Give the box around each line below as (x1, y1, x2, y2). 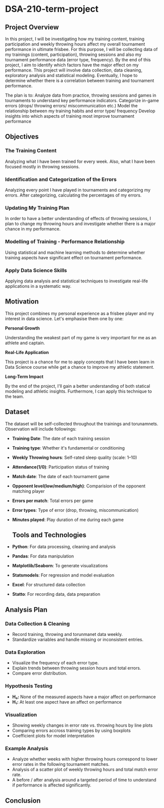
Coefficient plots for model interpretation (12, 732, 95, 738)
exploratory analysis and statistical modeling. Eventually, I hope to (5, 73, 138, 78)
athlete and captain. (5, 340, 45, 346)
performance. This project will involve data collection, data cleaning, (5, 67, 143, 73)
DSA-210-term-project (5, 3, 99, 15)
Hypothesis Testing (5, 682, 53, 689)
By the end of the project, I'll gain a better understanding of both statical (5, 383, 150, 389)
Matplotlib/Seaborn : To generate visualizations (12, 563, 108, 569)
